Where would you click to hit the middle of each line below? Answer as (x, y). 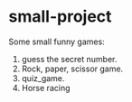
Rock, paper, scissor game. (72, 69)
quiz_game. (43, 78)
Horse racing (46, 88)
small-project (60, 17)
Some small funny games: (57, 42)
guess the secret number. (69, 59)
